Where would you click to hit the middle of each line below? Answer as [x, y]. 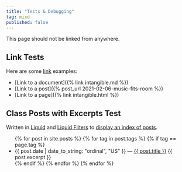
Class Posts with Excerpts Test [63, 113]
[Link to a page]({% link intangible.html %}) [67, 95]
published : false [27, 22]
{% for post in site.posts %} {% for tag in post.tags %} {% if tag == [95, 138]
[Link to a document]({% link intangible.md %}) [71, 83]
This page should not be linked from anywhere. [63, 39]
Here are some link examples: [42, 71]
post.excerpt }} [33, 157]
